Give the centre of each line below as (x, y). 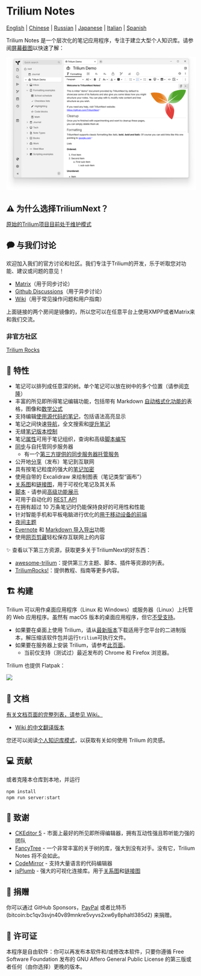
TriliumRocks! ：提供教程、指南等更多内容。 (69, 570)
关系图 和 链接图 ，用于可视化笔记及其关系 (65, 484)
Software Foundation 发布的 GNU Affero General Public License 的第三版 (96, 959)
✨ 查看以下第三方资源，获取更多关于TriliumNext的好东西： (79, 550)
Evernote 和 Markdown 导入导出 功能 (60, 530)
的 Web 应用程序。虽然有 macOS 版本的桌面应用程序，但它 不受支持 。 (92, 617)
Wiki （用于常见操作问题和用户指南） (60, 299)
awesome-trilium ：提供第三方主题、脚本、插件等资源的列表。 (91, 563)
